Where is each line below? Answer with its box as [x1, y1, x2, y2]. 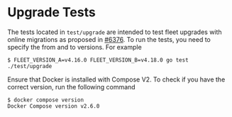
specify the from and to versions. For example [7, 43, 142, 51]
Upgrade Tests [7, 4, 96, 21]
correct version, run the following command [7, 82, 136, 91]
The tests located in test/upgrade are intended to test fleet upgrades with [7, 28, 222, 36]
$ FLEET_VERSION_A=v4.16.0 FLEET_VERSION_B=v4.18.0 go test [7, 56, 189, 64]
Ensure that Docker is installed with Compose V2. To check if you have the [7, 75, 226, 84]
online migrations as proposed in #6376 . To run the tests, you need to [7, 35, 211, 43]
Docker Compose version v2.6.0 [7, 102, 100, 110]
